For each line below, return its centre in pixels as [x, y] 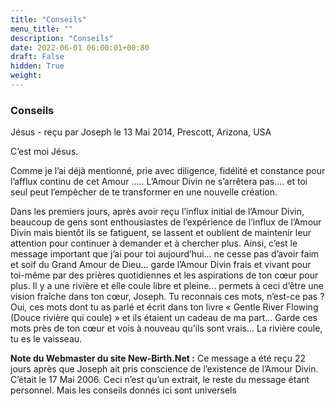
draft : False [37, 57]
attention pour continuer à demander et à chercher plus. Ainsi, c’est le [154, 243]
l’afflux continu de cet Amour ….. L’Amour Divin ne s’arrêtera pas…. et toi [159, 182]
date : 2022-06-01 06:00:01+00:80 [80, 47]
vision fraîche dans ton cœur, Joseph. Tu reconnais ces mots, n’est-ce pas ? [167, 297]
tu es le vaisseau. [46, 339]
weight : [26, 76]
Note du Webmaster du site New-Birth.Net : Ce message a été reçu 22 [158, 358]
